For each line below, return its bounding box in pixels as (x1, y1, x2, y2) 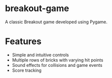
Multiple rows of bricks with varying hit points (12, 57, 103, 63)
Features (5, 36, 42, 47)
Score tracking (12, 67, 42, 73)
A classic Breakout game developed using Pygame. (5, 19, 108, 25)
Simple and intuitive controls (12, 52, 69, 58)
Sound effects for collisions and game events (12, 62, 103, 68)
